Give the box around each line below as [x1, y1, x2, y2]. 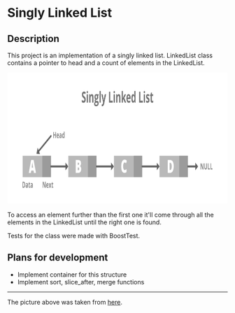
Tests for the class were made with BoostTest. [7, 232, 141, 240]
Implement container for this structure [17, 270, 127, 279]
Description [7, 33, 59, 45]
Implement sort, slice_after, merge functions [17, 277, 145, 286]
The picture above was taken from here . [7, 298, 123, 306]
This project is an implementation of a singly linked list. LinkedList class [7, 51, 213, 59]
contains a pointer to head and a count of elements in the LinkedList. [7, 59, 205, 67]
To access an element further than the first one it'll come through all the [7, 211, 215, 219]
